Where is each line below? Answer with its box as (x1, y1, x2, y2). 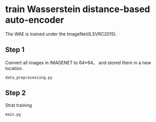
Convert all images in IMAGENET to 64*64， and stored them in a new (5, 59, 151, 66)
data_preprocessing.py (5, 75, 53, 80)
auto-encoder (5, 14, 64, 26)
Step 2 (5, 89, 26, 97)
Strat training (5, 102, 32, 108)
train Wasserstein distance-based (5, 4, 150, 15)
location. (5, 65, 24, 71)
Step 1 (5, 45, 25, 54)
